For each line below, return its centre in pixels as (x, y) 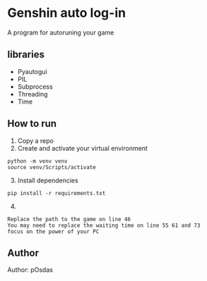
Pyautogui (32, 71)
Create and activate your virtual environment (83, 148)
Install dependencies (48, 180)
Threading (32, 94)
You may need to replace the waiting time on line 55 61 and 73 (104, 225)
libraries (26, 55)
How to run (32, 124)
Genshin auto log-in (66, 13)
